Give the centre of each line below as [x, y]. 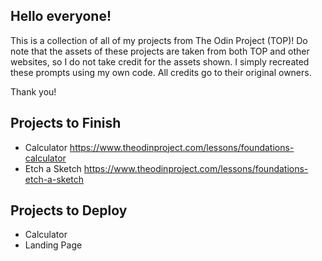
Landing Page [53, 245]
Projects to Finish [66, 123]
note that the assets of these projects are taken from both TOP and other [160, 51]
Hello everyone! [61, 16]
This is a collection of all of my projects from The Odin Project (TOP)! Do [159, 40]
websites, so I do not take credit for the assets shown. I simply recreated [160, 61]
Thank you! [33, 91]
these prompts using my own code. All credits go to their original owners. [161, 72]
